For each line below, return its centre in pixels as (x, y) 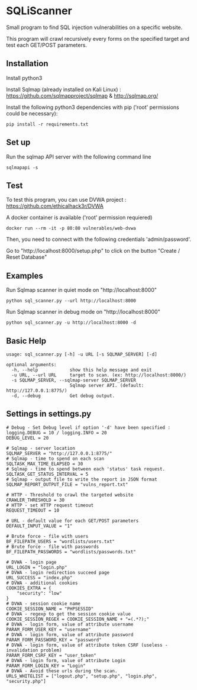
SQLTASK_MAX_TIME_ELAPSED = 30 (45, 464)
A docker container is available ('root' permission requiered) (79, 218)
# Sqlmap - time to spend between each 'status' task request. (86, 469)
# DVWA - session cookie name (43, 604)
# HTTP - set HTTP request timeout (50, 505)
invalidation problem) (34, 650)
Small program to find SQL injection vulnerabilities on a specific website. (94, 27)
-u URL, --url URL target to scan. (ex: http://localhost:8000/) (99, 375)
